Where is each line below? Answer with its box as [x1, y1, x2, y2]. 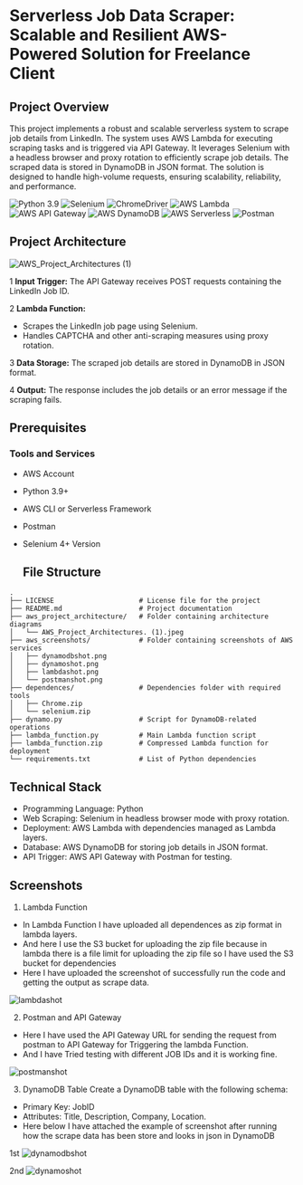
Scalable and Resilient [9, 24, 179, 45]
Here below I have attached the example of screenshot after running [22, 1120, 278, 1132]
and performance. [9, 181, 77, 191]
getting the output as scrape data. [22, 977, 149, 988]
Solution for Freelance [80, 44, 251, 64]
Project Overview [9, 99, 109, 114]
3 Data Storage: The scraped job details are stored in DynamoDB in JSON [9, 357, 285, 368]
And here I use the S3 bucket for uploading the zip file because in [22, 938, 268, 949]
